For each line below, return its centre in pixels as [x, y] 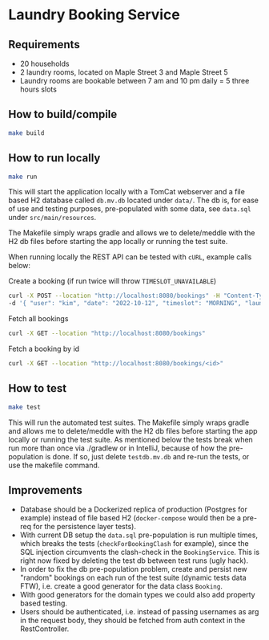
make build [26, 133]
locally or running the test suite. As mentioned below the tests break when [131, 439]
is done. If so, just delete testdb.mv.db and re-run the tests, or [147, 456]
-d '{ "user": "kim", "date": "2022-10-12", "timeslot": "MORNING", [125, 304]
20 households [44, 63]
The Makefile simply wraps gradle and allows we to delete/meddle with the [132, 233]
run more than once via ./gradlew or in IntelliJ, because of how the [118, 448]
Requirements [44, 45]
